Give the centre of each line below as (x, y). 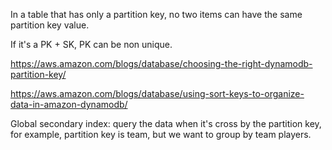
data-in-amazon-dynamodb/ (69, 104)
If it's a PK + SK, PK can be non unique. (91, 44)
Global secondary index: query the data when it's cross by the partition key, (166, 123)
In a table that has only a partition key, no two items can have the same (156, 14)
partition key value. (50, 25)
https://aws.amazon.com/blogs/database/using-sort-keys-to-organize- (157, 93)
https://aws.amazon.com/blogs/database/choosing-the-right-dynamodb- (161, 63)
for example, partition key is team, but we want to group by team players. (161, 134)
